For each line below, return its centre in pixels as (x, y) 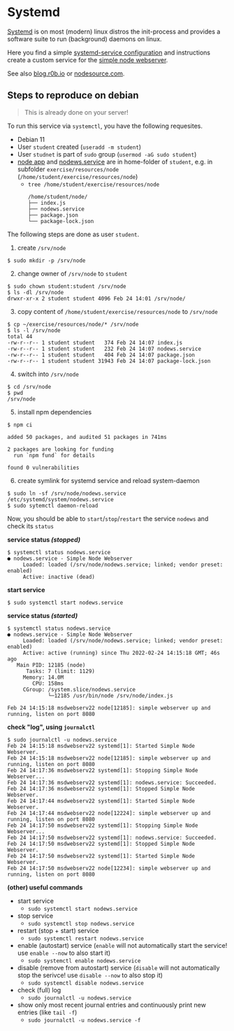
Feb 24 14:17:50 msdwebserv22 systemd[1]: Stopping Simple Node (103, 825)
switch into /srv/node (48, 374)
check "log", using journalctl (51, 727)
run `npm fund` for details (54, 455)
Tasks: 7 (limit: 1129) (60, 671)
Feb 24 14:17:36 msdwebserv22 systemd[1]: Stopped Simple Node (101, 788)
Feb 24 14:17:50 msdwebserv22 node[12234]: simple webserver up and (109, 868)
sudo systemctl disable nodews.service (86, 983)
